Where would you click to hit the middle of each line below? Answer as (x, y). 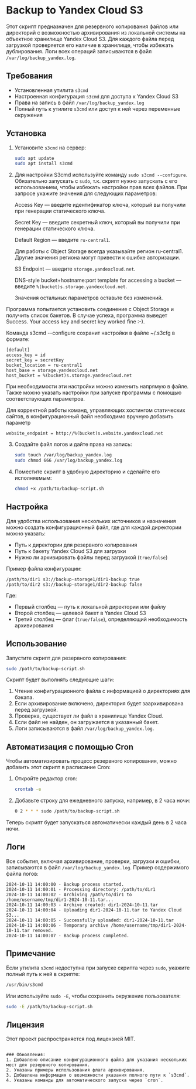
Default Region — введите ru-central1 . (62, 240)
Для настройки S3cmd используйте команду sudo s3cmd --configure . (101, 175)
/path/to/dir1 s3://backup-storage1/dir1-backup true (73, 579)
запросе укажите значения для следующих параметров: (86, 193)
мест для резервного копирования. (48, 1065)
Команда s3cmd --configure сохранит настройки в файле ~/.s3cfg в (91, 333)
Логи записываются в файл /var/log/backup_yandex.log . (84, 728)
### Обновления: (26, 1055)
